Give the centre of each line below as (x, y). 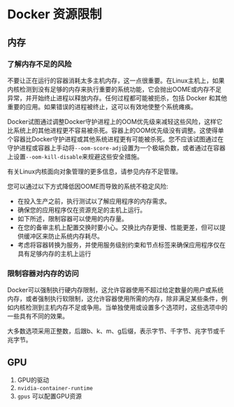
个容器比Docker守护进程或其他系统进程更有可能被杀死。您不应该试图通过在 (116, 139)
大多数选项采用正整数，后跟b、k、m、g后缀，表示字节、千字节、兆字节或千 (116, 331)
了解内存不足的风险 (39, 64)
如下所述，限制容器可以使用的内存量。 (72, 218)
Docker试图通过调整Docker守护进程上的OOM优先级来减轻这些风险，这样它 (115, 121)
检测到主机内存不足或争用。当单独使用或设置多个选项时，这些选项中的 (126, 308)
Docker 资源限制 (55, 14)
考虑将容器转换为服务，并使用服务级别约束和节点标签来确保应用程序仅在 (121, 245)
